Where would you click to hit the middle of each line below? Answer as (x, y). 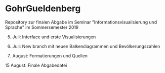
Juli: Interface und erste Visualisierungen (54, 37)
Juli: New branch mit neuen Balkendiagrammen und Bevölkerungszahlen (86, 46)
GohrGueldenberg (43, 9)
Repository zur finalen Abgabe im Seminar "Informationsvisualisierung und (81, 22)
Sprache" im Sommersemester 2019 (42, 27)
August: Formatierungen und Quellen (50, 56)
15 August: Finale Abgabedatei (36, 65)
